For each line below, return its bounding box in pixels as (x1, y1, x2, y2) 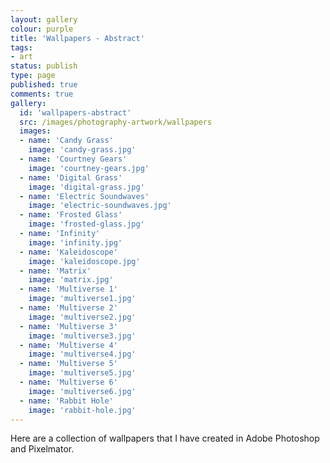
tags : (10, 42, 33, 53)
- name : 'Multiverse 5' (19, 359, 118, 369)
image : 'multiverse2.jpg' (28, 312, 137, 322)
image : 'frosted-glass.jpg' (28, 219, 145, 230)
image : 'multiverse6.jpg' (28, 386, 137, 396)
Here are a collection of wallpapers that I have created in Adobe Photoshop (10, 432, 320, 445)
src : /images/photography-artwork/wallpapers (19, 117, 213, 127)
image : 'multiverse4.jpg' (28, 349, 137, 360)
